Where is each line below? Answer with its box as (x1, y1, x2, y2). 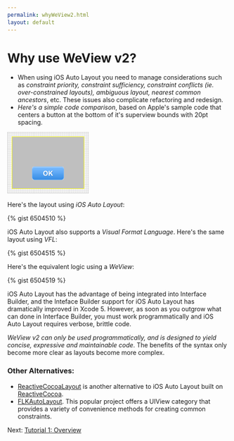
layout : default (7, 18, 55, 26)
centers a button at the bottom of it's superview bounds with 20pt (17, 111, 209, 119)
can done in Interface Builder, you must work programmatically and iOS (7, 312, 214, 321)
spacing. (17, 118, 44, 127)
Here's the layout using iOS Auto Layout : (7, 201, 125, 209)
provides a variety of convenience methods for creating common (17, 404, 206, 413)
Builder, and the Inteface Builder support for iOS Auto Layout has (7, 297, 195, 306)
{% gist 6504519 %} (7, 276, 66, 285)
